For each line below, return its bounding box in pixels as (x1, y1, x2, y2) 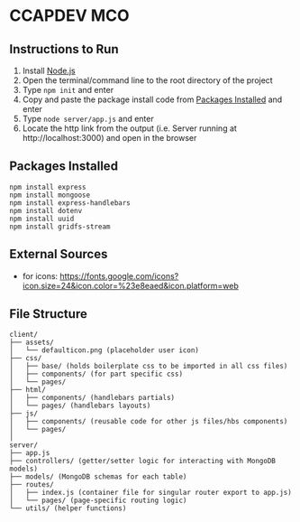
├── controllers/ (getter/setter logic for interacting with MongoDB (9, 457, 277, 466)
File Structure (9, 306, 87, 322)
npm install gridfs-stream (9, 222, 111, 231)
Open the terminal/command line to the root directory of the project (22, 75, 273, 86)
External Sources (9, 247, 108, 262)
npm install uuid (9, 214, 75, 223)
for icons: (22, 270, 59, 281)
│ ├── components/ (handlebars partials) (9, 394, 176, 403)
